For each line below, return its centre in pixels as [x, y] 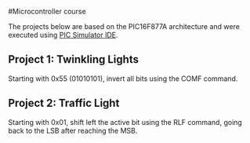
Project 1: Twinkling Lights [74, 59]
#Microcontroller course [47, 11]
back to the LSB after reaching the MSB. [73, 130]
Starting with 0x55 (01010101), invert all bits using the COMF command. [123, 79]
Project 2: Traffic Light [64, 103]
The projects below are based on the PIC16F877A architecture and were [124, 26]
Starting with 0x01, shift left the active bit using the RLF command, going [125, 122]
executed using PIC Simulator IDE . [63, 35]
